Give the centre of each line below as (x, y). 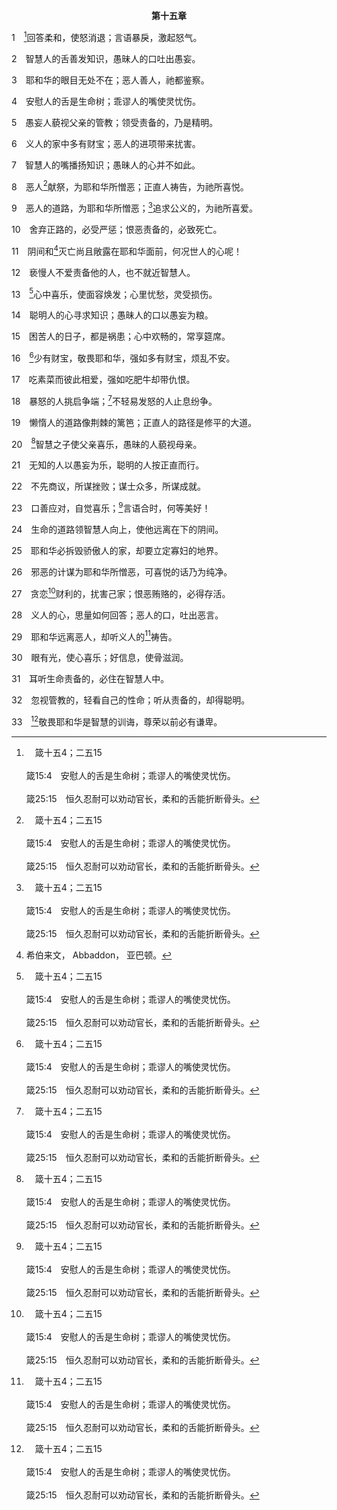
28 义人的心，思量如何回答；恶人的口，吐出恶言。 (117, 615)
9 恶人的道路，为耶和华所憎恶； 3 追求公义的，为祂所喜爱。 (134, 207)
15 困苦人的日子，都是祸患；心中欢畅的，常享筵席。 (121, 336)
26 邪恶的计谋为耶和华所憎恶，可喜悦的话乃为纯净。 (122, 571)
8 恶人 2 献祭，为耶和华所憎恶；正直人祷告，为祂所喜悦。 (130, 186)
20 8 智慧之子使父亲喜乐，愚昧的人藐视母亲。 (107, 443)
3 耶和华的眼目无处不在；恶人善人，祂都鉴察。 (110, 80)
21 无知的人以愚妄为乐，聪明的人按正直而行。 (108, 465)
